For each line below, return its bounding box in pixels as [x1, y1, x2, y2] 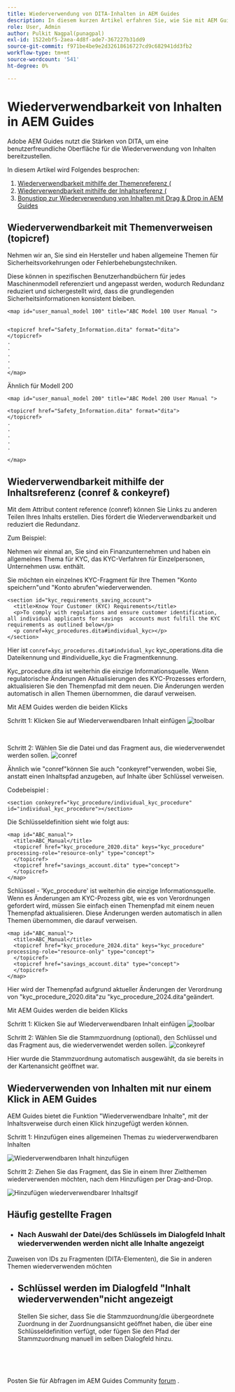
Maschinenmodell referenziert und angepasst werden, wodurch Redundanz [7, 280, 225, 288]
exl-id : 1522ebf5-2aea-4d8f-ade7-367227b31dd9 [7, 36, 145, 43]
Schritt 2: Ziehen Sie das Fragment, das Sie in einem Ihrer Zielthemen [7, 1168, 207, 1175]
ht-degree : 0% [7, 62, 49, 69]
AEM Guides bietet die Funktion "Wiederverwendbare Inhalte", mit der [7, 1112, 208, 1120]
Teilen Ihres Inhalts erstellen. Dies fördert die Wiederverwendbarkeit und [7, 513, 217, 521]
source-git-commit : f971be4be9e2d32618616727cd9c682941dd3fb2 [7, 43, 192, 50]
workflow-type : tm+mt [7, 50, 71, 57]
